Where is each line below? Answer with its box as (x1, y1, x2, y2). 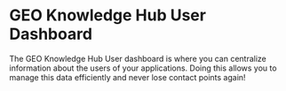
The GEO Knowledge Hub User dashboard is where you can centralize (9, 53, 266, 64)
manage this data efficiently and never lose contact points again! (9, 72, 246, 82)
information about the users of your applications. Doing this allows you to (9, 63, 277, 73)
